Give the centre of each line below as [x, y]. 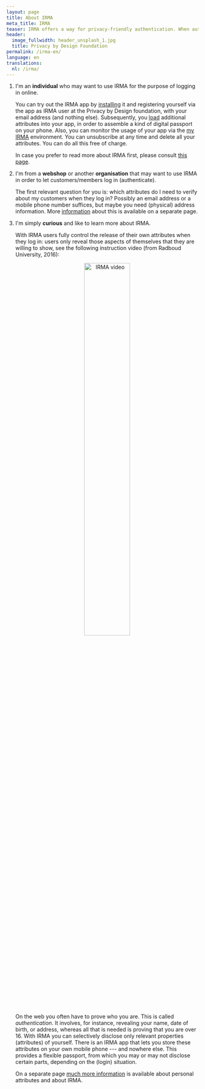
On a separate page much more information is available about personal [104, 1074]
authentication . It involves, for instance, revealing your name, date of [102, 1023]
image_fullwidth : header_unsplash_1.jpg [64, 40]
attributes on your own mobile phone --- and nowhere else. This [96, 1049]
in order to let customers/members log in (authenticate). [86, 180]
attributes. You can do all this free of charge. [71, 144]
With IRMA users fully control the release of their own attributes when [103, 235]
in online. [27, 93]
